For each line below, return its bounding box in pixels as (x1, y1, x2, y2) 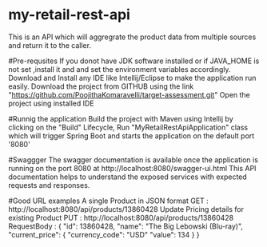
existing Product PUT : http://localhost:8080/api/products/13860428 (8, 213, 234, 222)
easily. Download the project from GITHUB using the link (8, 82, 194, 91)
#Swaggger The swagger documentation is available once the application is (8, 154, 258, 165)
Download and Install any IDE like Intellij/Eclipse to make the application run (8, 73, 257, 82)
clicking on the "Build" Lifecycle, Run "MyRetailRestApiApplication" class (8, 122, 249, 132)
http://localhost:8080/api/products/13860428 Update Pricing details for (8, 204, 244, 213)
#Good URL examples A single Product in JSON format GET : (8, 196, 209, 205)
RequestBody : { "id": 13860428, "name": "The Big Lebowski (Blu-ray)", (8, 221, 244, 231)
